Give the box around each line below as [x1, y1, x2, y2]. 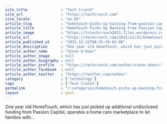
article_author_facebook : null [5, 67, 75, 72]
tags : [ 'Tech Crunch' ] [5, 81, 99, 86]
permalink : [5, 85, 64, 91]
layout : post [5, 90, 75, 95]
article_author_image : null [5, 53, 75, 59]
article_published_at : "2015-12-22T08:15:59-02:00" [5, 40, 126, 45]
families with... [5, 115, 35, 121]
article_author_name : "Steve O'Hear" [5, 49, 97, 54]
